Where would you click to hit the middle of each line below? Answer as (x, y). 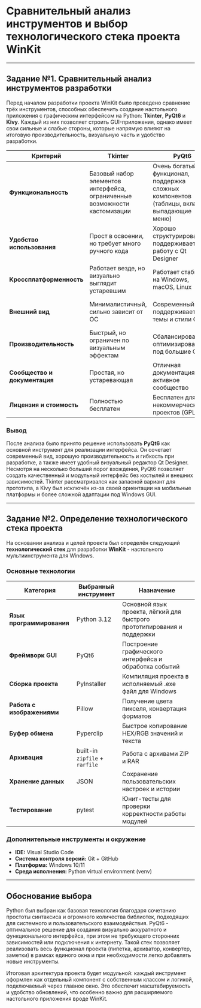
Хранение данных (37, 782)
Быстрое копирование (155, 726)
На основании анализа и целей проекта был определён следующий (93, 542)
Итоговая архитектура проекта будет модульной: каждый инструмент (96, 973)
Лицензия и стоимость (44, 405)
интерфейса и (142, 659)
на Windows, (171, 279)
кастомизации (110, 211)
